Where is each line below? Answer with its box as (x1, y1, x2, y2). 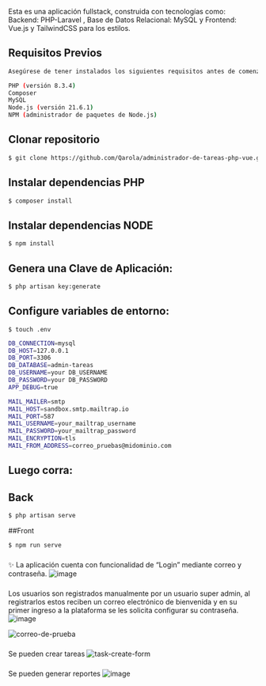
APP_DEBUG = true (8, 383, 59, 391)
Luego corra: (8, 464, 73, 477)
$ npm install (8, 240, 55, 248)
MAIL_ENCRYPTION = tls (8, 434, 77, 442)
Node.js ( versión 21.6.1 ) (8, 104, 93, 112)
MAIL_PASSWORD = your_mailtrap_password (8, 427, 136, 435)
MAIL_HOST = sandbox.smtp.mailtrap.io (8, 405, 129, 413)
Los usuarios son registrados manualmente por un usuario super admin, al (8, 589, 251, 598)
